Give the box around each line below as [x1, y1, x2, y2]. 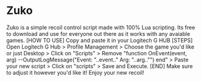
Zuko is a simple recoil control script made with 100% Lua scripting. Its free [6, 24, 196, 31]
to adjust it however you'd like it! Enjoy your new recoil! [6, 69, 144, 76]
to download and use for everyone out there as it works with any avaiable [6, 30, 191, 37]
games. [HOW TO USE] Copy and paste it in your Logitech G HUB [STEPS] [6, 36, 193, 44]
